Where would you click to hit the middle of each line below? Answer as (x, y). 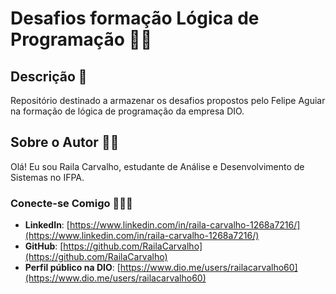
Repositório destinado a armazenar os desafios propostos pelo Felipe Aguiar (168, 100)
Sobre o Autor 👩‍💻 (65, 142)
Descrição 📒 (49, 76)
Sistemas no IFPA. (47, 177)
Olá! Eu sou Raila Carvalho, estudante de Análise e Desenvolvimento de (157, 166)
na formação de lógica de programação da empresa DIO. (127, 111)
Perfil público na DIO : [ (72, 268)
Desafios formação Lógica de (135, 18)
